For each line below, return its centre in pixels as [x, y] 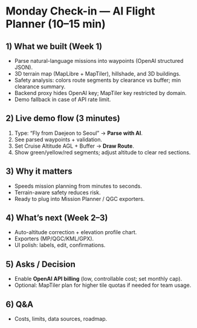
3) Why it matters [39, 172]
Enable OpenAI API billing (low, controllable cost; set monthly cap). [98, 279]
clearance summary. [40, 87]
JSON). [24, 67]
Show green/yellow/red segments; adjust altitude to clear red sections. [102, 152]
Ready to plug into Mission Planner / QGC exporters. [79, 198]
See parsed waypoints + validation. [58, 139]
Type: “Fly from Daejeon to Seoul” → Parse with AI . [79, 133]
